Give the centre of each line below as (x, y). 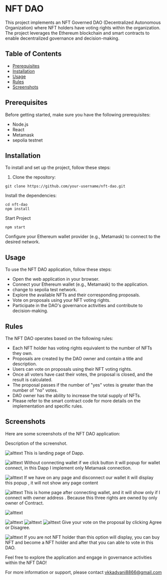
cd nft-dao (16, 205)
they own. (23, 353)
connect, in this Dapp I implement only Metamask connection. (68, 468)
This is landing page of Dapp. (54, 453)
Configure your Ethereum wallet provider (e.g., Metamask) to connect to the (83, 237)
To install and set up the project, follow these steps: (58, 167)
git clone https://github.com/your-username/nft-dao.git (65, 186)
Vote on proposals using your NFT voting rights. (61, 300)
